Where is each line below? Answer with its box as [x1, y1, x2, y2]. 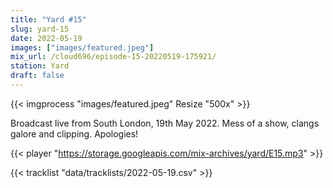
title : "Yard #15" [10, 14, 87, 25]
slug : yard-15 [10, 24, 70, 34]
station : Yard [10, 61, 70, 71]
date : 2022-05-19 [10, 33, 83, 43]
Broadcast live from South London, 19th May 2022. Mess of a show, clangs [10, 117, 320, 129]
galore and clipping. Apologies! [10, 127, 139, 140]
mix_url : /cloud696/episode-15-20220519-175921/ [10, 52, 217, 62]
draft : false [10, 71, 65, 81]
